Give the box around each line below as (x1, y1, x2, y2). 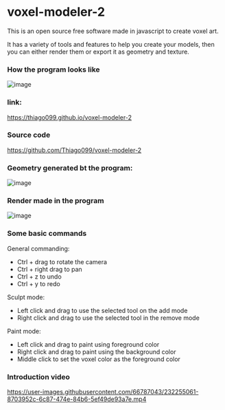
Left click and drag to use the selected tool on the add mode (16, 306, 188, 314)
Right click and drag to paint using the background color (16, 347, 176, 356)
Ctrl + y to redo (16, 279, 60, 288)
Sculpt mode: (7, 293, 45, 301)
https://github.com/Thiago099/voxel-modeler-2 (7, 146, 142, 154)
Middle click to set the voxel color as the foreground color (16, 355, 180, 363)
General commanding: (7, 244, 70, 252)
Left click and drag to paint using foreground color (16, 340, 160, 348)
